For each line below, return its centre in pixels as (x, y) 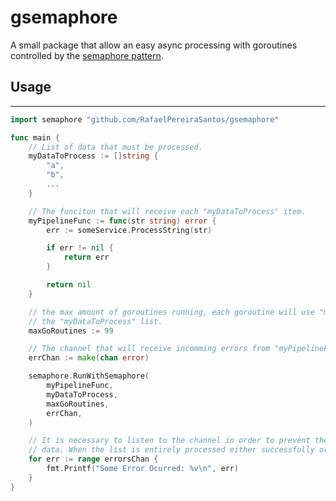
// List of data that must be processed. (115, 147)
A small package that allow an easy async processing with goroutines (154, 45)
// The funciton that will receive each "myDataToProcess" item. (167, 211)
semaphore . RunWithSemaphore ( (89, 376)
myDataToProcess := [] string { (93, 156)
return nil (69, 285)
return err (86, 257)
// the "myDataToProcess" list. (95, 321)
